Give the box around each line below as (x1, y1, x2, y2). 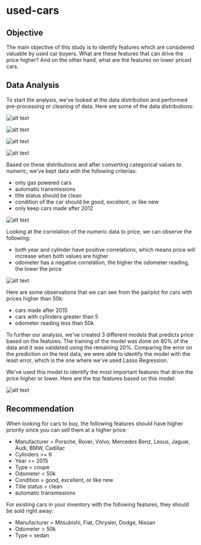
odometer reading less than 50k (14, 319, 94, 326)
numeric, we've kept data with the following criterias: (6, 167, 137, 175)
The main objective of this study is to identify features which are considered (6, 43, 194, 51)
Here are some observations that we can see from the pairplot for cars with (6, 288, 193, 296)
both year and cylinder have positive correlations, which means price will (14, 246, 196, 253)
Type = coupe (14, 463, 50, 470)
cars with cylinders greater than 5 (14, 313, 98, 320)
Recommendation (6, 404, 74, 414)
